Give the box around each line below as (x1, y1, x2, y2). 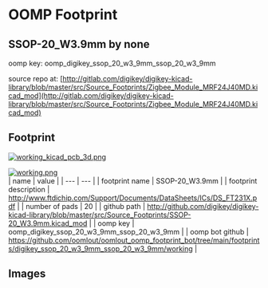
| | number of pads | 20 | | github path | (17, 201, 146, 211)
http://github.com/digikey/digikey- (147, 201, 259, 211)
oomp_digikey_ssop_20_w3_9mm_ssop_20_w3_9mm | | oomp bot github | (8, 227, 249, 236)
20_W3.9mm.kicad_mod (8, 218, 88, 228)
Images (8, 267, 46, 281)
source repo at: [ (8, 74, 63, 83)
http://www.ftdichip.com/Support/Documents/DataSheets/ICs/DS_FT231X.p (8, 193, 258, 203)
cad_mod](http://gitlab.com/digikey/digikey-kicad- (8, 91, 174, 101)
